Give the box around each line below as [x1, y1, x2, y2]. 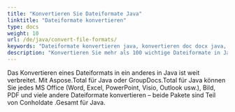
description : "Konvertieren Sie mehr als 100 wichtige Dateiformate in [7, 50, 220, 57]
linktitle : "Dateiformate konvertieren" [7, 17, 127, 24]
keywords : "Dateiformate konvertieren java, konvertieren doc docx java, [7, 43, 227, 50]
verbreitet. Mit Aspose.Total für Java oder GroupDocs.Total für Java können [7, 76, 226, 84]
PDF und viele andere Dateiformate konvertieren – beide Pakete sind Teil [7, 90, 216, 99]
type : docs [7, 23, 39, 30]
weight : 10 [7, 29, 39, 37]
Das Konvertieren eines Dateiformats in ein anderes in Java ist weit [7, 68, 200, 77]
